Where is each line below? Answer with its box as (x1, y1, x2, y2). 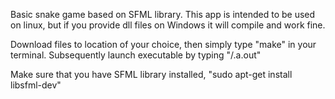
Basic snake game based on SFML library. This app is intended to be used (10, 9, 316, 20)
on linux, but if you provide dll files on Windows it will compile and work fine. (10, 19, 326, 31)
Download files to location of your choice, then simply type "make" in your (10, 39, 317, 50)
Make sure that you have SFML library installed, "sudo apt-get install (10, 69, 293, 80)
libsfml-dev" (10, 79, 62, 91)
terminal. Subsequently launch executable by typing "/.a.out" (10, 49, 262, 61)
